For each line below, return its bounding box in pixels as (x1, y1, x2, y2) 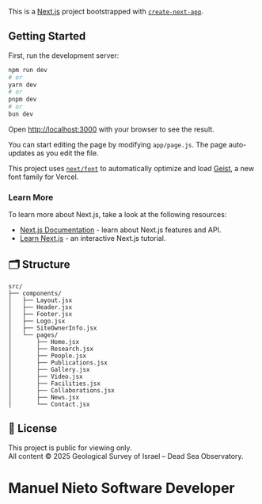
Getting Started (8, 29, 86, 43)
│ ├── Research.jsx (8, 345, 93, 353)
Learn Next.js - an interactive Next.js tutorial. (19, 234, 166, 243)
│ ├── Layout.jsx (8, 296, 73, 304)
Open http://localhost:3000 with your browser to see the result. (8, 124, 215, 134)
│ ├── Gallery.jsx (8, 366, 90, 374)
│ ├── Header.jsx (8, 304, 73, 311)
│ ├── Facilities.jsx (8, 380, 101, 388)
